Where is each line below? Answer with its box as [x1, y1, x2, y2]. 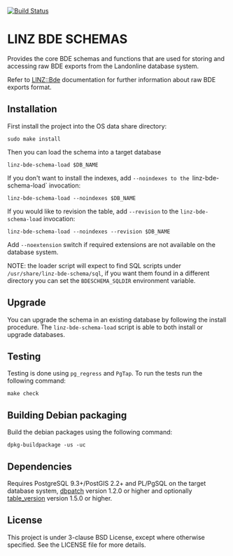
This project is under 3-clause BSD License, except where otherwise [7, 533, 205, 541]
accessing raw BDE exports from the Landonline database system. [7, 62, 199, 70]
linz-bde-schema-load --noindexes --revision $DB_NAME [7, 228, 171, 235]
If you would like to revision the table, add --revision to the [7, 207, 179, 216]
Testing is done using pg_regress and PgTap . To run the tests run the [7, 369, 203, 378]
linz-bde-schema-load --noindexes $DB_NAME [7, 194, 136, 201]
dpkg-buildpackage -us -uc [7, 442, 86, 449]
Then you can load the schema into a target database [7, 147, 162, 156]
